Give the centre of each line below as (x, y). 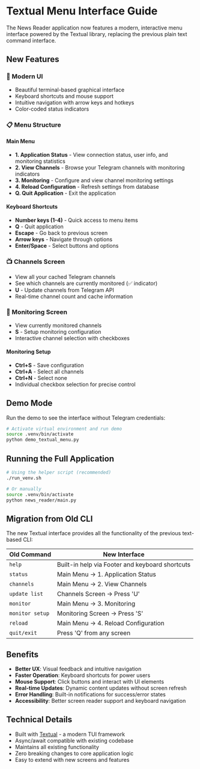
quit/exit (23, 633)
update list (26, 594)
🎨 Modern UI (25, 76)
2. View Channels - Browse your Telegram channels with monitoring (100, 167)
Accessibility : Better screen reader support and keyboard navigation (100, 701)
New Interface (124, 554)
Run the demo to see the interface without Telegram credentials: (86, 418)
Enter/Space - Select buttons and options (67, 245)
